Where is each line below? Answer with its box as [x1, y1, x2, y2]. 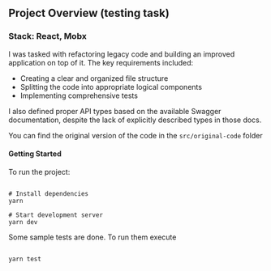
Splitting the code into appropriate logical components [19, 82, 203, 91]
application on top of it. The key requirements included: [8, 57, 194, 67]
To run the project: [8, 167, 71, 176]
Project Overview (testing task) [8, 6, 170, 20]
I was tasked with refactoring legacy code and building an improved [8, 49, 235, 59]
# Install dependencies [8, 189, 89, 197]
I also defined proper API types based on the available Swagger [8, 106, 222, 116]
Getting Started [8, 149, 62, 159]
